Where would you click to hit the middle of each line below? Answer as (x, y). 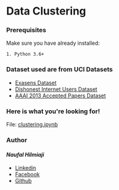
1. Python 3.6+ (25, 54)
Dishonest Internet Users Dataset (56, 89)
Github (23, 181)
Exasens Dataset (36, 82)
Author (17, 140)
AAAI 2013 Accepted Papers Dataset (60, 96)
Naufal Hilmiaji (25, 154)
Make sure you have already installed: (53, 43)
